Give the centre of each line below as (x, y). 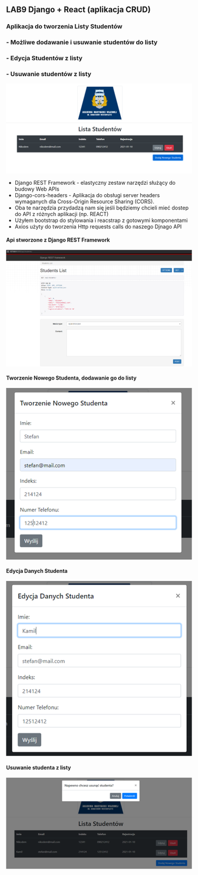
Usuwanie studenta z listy (39, 768)
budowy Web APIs (37, 189)
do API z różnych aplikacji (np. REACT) (62, 214)
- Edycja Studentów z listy (44, 58)
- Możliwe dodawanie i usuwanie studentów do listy (82, 43)
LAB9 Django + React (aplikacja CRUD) (79, 10)
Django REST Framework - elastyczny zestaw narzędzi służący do (95, 182)
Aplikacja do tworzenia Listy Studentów (64, 27)
